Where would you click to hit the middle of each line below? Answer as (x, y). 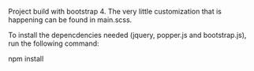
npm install (26, 59)
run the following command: (54, 43)
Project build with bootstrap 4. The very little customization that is (115, 11)
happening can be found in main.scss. (70, 20)
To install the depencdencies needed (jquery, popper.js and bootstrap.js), (127, 35)
